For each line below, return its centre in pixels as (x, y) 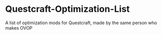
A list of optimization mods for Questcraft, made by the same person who (81, 23)
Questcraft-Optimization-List (67, 9)
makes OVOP (19, 28)
